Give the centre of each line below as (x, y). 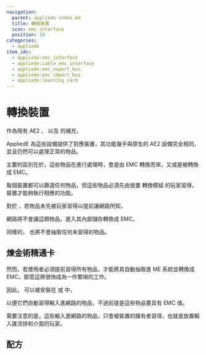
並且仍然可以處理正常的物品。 (44, 151)
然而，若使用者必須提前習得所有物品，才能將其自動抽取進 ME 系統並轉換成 (101, 269)
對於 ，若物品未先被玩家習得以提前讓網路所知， (66, 206)
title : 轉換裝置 (31, 23)
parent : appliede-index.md (46, 18)
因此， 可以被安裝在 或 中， (41, 289)
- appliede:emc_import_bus (46, 75)
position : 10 (29, 35)
